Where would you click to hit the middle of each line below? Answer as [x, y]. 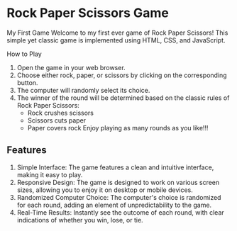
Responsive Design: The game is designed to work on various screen [118, 182]
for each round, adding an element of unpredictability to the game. [114, 205]
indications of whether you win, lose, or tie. [80, 220]
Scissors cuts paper [57, 120]
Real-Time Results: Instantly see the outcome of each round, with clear [120, 212]
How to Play [24, 54]
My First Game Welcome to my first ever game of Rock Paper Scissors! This [117, 33]
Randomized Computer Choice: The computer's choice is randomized [119, 197]
